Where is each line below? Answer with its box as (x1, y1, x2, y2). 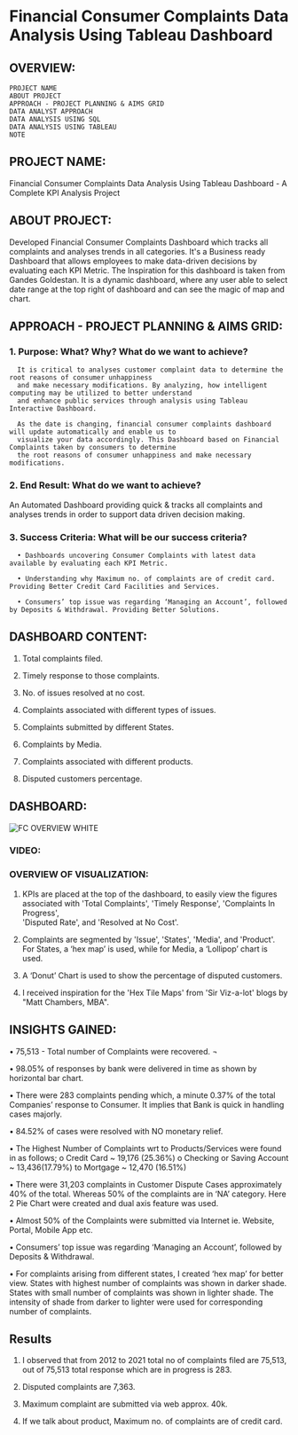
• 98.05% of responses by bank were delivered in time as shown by (9, 1063, 257, 1074)
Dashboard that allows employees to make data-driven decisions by (9, 255, 257, 266)
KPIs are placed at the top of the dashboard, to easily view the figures (21, 889, 278, 899)
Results (9, 1331, 52, 1346)
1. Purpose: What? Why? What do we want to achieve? (9, 345, 248, 357)
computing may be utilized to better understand (9, 388, 192, 398)
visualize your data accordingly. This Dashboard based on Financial (17, 435, 279, 444)
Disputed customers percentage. (21, 773, 143, 784)
